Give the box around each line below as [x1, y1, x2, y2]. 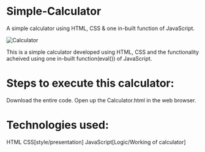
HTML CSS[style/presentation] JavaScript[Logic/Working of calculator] [6, 138, 186, 145]
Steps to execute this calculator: [6, 77, 174, 90]
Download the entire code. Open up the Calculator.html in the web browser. [6, 96, 196, 104]
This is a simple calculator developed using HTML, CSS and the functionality [6, 48, 199, 56]
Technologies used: [6, 118, 109, 132]
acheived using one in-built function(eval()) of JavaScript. [6, 55, 152, 62]
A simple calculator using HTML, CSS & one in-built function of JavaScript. [6, 25, 195, 32]
